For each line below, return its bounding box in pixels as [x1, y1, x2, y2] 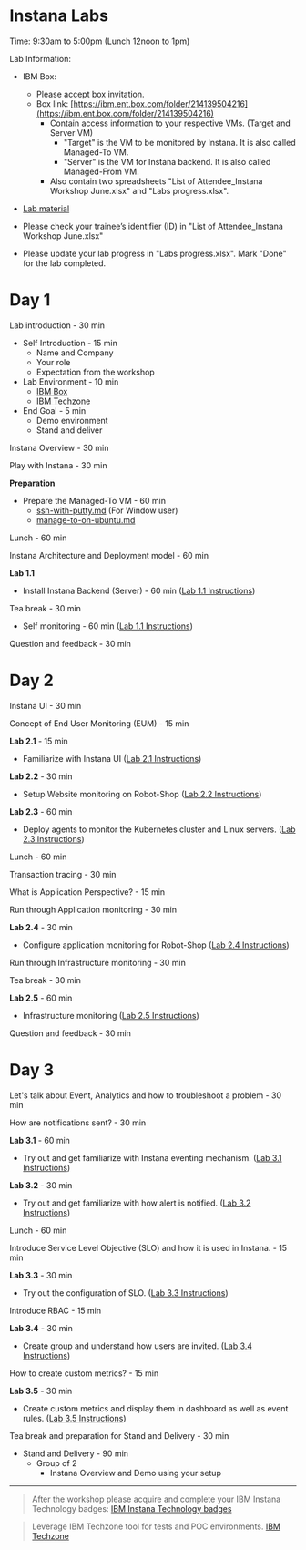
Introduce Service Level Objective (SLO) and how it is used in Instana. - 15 [9, 1242, 288, 1253]
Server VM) [49, 127, 94, 138]
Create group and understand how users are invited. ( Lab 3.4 [22, 1340, 253, 1351]
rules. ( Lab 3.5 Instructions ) [22, 1412, 127, 1423]
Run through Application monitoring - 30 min [9, 904, 178, 915]
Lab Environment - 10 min [22, 375, 119, 387]
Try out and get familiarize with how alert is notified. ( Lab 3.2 [22, 1197, 251, 1208]
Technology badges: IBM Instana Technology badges [31, 1503, 232, 1514]
